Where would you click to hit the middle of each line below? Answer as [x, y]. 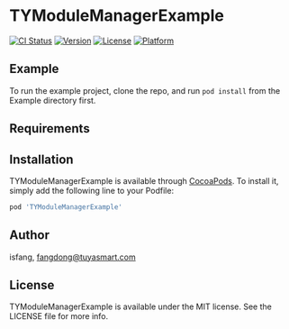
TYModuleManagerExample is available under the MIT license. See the [140, 306]
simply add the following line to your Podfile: [91, 190]
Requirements [50, 128]
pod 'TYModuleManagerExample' [66, 207]
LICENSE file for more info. [59, 316]
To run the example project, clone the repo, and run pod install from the [145, 90]
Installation [41, 159]
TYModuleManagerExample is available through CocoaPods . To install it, [144, 180]
